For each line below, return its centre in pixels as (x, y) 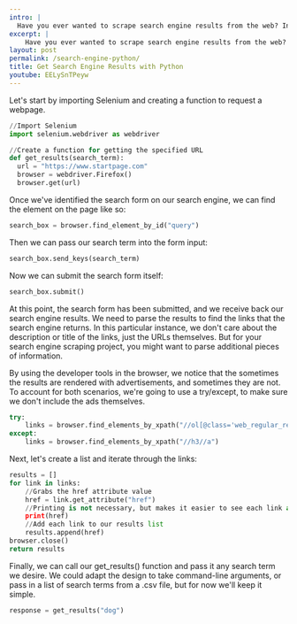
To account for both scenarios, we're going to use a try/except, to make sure (148, 391)
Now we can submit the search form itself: (86, 275)
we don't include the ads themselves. (77, 401)
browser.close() (39, 541)
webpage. (27, 109)
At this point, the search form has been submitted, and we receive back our (146, 308)
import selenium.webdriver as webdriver (85, 134)
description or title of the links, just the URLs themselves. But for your (136, 336)
